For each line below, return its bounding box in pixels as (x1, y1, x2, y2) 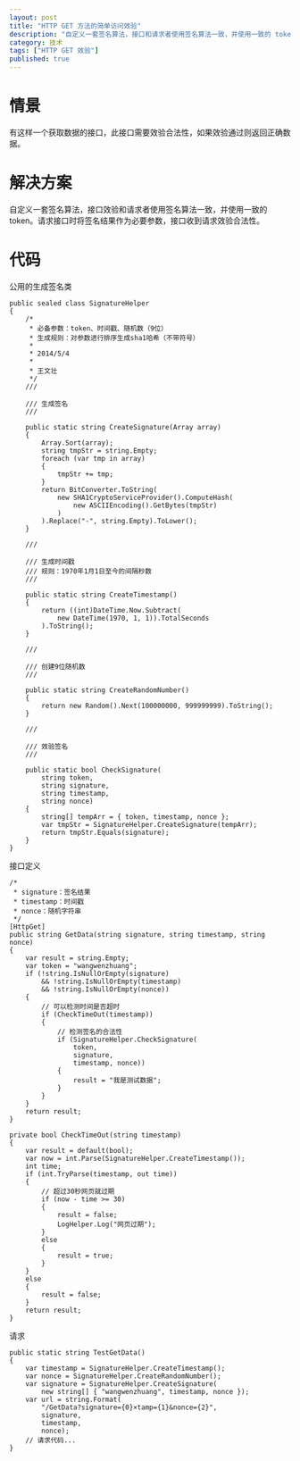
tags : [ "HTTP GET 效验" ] (9, 46, 99, 55)
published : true (9, 54, 70, 63)
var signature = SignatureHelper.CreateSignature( (25, 1379, 218, 1389)
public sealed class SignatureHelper (9, 298, 150, 308)
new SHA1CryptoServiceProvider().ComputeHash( (56, 493, 234, 502)
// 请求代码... (25, 1435, 77, 1445)
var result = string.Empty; (25, 953, 129, 963)
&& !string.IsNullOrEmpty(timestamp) (41, 977, 181, 986)
